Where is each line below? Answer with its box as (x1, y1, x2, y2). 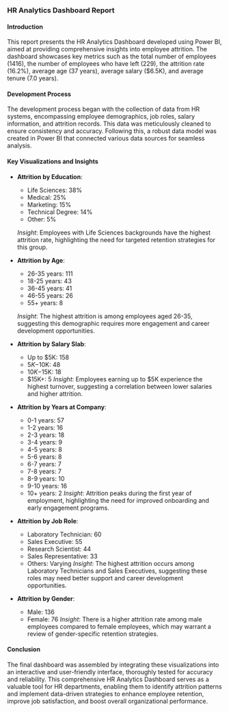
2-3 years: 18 (27, 431, 65, 439)
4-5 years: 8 (27, 445, 63, 453)
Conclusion (7, 645, 41, 654)
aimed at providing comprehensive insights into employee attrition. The (7, 45, 207, 54)
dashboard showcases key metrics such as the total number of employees (7, 52, 217, 60)
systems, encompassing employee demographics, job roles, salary (7, 112, 196, 121)
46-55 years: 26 (27, 291, 73, 300)
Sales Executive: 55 (27, 537, 83, 545)
